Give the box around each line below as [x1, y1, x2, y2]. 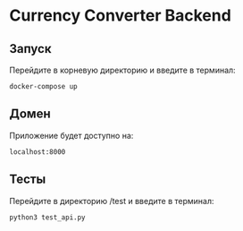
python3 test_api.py [9, 212, 87, 222]
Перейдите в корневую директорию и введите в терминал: [9, 64, 236, 75]
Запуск [9, 41, 52, 56]
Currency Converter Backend [9, 5, 232, 26]
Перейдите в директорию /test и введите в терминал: [9, 195, 214, 206]
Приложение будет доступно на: [9, 130, 134, 141]
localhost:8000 [9, 147, 66, 157]
